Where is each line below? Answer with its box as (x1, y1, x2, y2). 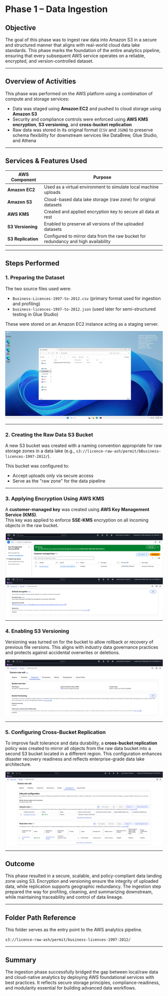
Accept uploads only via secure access (12, 472, 93, 479)
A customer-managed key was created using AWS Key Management (5, 507, 149, 513)
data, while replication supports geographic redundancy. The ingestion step (5, 883, 161, 890)
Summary (5, 955, 36, 964)
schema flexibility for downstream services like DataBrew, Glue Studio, (12, 132, 158, 138)
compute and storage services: (5, 96, 69, 102)
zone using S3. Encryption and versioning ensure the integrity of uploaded (5, 878, 158, 884)
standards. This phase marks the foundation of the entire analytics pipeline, (5, 48, 161, 53)
